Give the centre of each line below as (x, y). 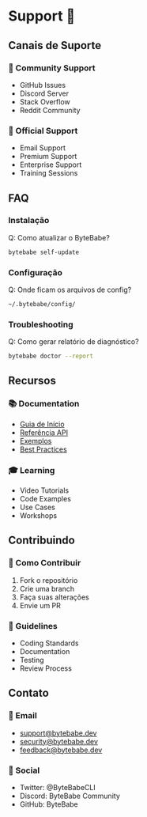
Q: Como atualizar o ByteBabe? (59, 237)
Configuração (36, 272)
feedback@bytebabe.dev (61, 750)
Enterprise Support (51, 165)
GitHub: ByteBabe (49, 804)
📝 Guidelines (33, 626)
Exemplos (36, 441)
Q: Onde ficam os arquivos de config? (70, 290)
